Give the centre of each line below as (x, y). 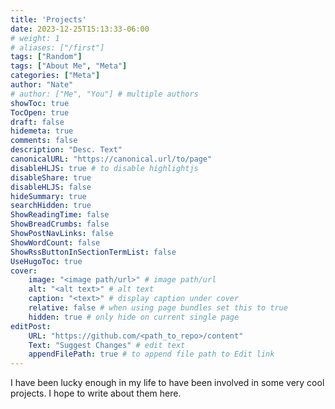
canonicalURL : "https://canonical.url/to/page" (111, 159)
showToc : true (40, 103)
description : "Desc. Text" (66, 150)
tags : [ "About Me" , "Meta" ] (69, 66)
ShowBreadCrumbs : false (60, 224)
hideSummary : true (48, 196)
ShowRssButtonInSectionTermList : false (93, 252)
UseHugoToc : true (46, 261)
